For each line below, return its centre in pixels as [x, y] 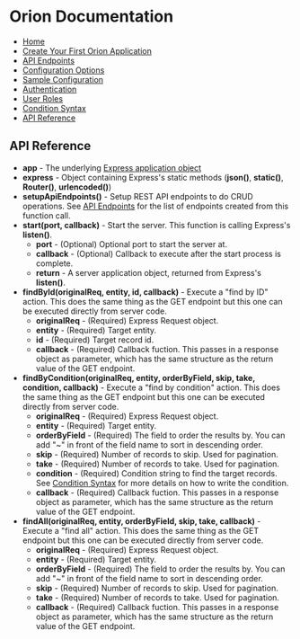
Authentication [49, 89]
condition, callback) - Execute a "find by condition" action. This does [151, 387]
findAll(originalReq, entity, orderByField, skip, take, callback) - [141, 521]
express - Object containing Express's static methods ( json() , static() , [153, 177]
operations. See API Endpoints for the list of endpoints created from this [155, 206]
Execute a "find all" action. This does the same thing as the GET [140, 530]
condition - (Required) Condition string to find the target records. [156, 473]
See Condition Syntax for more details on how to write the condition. [162, 483]
